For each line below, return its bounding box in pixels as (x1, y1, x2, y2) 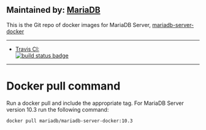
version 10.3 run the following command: (6, 105, 109, 113)
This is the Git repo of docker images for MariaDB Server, (6, 21, 151, 28)
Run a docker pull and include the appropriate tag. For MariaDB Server (6, 99, 184, 107)
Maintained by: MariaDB (6, 5, 101, 15)
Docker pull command (6, 79, 121, 93)
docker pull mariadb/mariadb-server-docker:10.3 (6, 118, 133, 124)
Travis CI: (15, 45, 40, 53)
